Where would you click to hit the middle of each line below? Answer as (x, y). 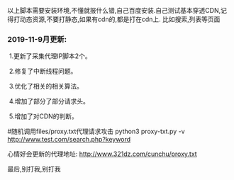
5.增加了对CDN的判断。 (43, 116)
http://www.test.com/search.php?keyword (69, 140)
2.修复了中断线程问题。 (43, 71)
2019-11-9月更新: (37, 39)
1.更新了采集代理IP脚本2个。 (50, 56)
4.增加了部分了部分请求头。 (49, 101)
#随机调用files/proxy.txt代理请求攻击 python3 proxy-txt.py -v (96, 131)
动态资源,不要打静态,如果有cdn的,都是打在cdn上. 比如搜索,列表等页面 (120, 19)
